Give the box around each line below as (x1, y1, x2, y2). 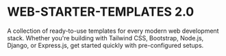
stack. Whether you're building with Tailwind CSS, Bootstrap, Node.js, (7, 33, 204, 42)
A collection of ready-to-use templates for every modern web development (7, 27, 219, 35)
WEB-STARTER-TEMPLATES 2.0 (7, 4, 194, 20)
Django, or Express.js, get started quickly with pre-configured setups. (7, 41, 204, 49)
